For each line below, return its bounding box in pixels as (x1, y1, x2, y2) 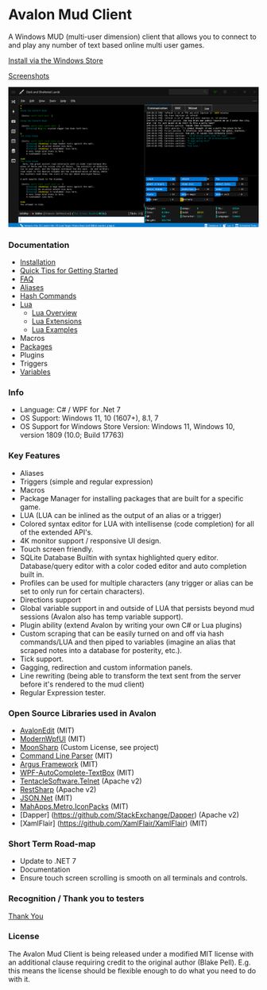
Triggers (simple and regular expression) (19, 477, 153, 486)
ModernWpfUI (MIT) (19, 733, 86, 744)
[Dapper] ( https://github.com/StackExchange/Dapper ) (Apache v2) (19, 810, 240, 819)
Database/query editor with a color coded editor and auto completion (19, 561, 247, 570)
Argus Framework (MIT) (19, 759, 99, 768)
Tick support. (19, 654, 64, 663)
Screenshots (8, 71, 50, 80)
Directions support (19, 594, 81, 605)
